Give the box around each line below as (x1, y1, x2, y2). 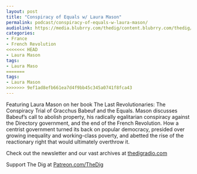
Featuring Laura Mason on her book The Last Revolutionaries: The (6, 101, 166, 108)
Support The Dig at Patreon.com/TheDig (6, 161, 104, 168)
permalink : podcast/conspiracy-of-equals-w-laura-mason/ (6, 19, 148, 25)
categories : (6, 30, 35, 36)
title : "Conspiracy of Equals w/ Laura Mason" (6, 14, 122, 20)
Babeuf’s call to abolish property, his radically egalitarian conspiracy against (6, 113, 190, 120)
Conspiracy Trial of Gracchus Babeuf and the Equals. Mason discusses (6, 107, 178, 114)
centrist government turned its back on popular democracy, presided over (6, 125, 185, 132)
